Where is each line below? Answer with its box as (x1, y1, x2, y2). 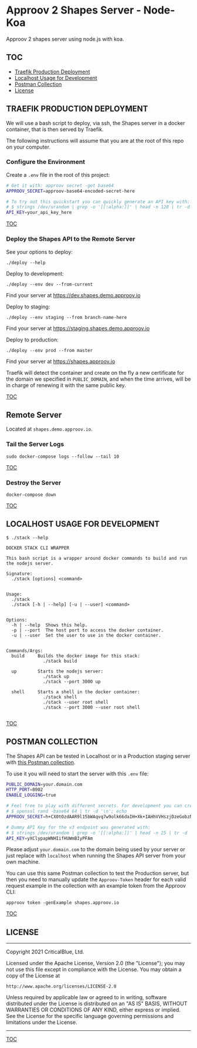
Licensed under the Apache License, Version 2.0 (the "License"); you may (6, 960, 185, 967)
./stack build (43, 658, 77, 664)
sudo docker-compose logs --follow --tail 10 (6, 454, 119, 459)
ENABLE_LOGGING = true (6, 792, 57, 798)
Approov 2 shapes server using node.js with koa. (6, 35, 124, 42)
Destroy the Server (6, 478, 62, 486)
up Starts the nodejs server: (11, 668, 104, 674)
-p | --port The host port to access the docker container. (11, 627, 164, 633)
